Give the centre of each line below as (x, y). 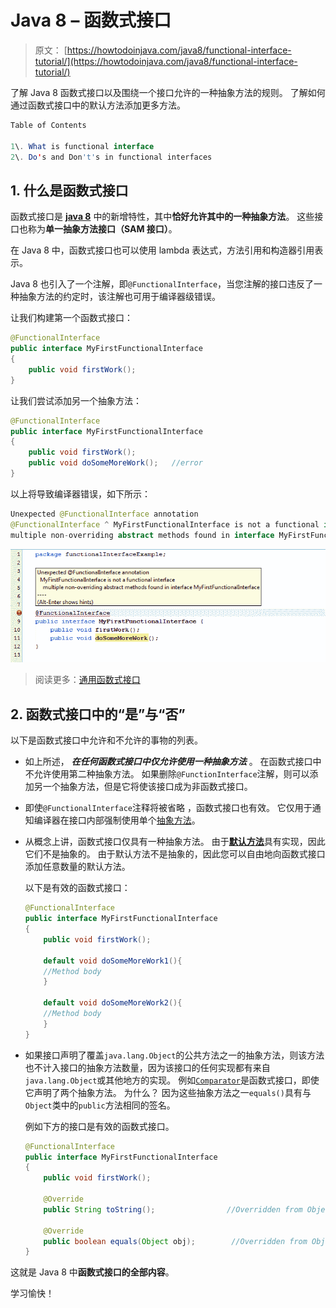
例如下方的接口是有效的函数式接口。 (99, 1126)
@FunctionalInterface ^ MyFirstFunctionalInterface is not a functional (165, 524)
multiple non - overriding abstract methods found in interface (142, 535)
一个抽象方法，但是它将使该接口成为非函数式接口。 (147, 787)
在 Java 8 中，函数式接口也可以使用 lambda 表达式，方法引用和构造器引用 (162, 250)
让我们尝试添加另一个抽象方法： (76, 400)
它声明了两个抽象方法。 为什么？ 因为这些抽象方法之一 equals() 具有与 (168, 1092)
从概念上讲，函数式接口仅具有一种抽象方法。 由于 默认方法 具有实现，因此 (175, 842)
